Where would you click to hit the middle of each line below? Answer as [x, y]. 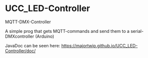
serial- [137, 31]
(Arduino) [45, 36]
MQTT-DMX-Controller [28, 22]
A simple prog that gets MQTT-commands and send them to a [67, 31]
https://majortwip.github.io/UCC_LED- [99, 45]
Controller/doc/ [20, 51]
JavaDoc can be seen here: [33, 45]
